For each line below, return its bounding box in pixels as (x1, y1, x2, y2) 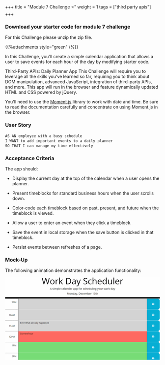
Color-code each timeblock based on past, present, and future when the (12, 205, 159, 211)
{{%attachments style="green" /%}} (5, 44, 79, 50)
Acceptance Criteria (5, 155, 55, 162)
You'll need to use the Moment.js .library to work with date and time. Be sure (5, 99, 159, 105)
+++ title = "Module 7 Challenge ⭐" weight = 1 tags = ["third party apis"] (5, 4, 151, 10)
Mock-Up (5, 256, 28, 263)
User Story (5, 122, 31, 129)
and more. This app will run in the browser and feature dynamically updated (5, 84, 159, 90)
